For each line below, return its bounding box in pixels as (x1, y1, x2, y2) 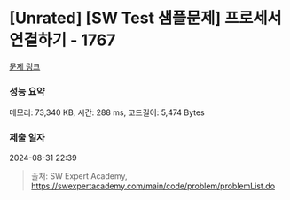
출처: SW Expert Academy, (30, 170, 128, 181)
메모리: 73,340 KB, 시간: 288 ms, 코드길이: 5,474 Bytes (9, 107, 206, 118)
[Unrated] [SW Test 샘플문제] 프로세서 (9, 8, 282, 28)
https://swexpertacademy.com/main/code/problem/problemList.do (30, 181, 276, 191)
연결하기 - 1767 (9, 30, 116, 50)
